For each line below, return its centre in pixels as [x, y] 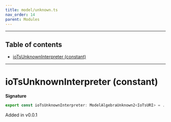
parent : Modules [22, 19]
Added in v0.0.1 [21, 115]
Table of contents [34, 44]
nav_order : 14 [20, 15]
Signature [16, 96]
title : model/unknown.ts [32, 10]
